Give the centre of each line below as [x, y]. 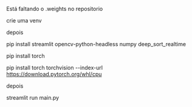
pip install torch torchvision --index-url [55, 67]
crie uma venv [24, 20]
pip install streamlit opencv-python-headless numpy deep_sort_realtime [96, 44]
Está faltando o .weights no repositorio [55, 9]
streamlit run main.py [33, 98]
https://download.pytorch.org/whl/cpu [54, 74]
